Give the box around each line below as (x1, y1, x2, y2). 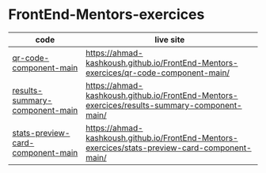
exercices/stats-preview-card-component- (85, 142, 252, 153)
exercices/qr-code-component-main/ (85, 67, 230, 78)
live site (154, 34, 185, 45)
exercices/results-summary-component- (85, 100, 243, 111)
